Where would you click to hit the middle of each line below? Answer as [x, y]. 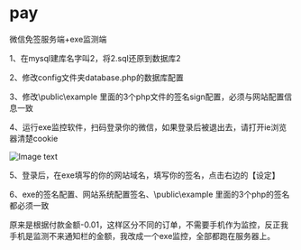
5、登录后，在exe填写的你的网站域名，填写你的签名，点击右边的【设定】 [145, 175]
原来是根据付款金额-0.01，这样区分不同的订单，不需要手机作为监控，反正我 [149, 225]
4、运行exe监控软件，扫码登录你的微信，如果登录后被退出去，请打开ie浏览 [148, 127]
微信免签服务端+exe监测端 [58, 39]
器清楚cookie [34, 138]
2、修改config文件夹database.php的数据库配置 [96, 77]
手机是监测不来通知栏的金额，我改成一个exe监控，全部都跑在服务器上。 [142, 236]
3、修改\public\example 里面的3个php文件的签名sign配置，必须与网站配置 [147, 97]
